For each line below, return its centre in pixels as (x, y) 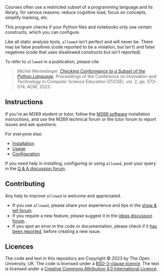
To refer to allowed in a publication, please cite (52, 62)
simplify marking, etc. (27, 17)
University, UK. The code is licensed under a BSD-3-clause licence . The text (82, 264)
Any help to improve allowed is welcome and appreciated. (63, 196)
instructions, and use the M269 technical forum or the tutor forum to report (81, 119)
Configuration (26, 153)
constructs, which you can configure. (43, 32)
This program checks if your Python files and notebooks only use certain (79, 27)
